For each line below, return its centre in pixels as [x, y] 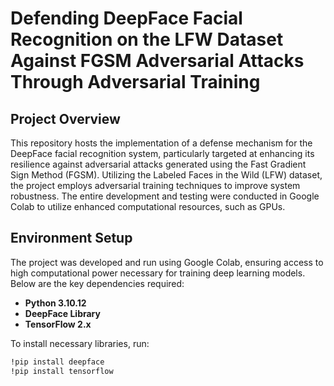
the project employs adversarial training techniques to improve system [155, 185]
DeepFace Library [62, 313]
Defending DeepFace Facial [126, 18]
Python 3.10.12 [55, 303]
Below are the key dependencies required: [97, 283]
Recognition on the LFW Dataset [147, 39]
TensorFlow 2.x [58, 324]
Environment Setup [71, 238]
